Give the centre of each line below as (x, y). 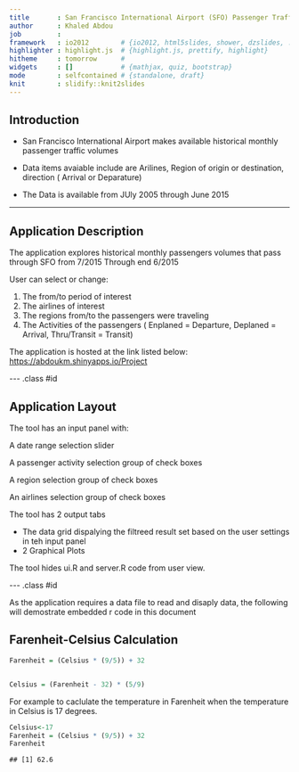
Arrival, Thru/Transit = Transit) (77, 334)
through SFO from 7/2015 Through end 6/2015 (94, 262)
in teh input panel (54, 541)
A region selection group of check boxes (84, 480)
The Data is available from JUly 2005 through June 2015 (125, 195)
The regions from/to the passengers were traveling (115, 316)
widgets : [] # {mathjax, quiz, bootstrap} (121, 68)
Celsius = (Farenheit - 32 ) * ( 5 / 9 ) (77, 684)
